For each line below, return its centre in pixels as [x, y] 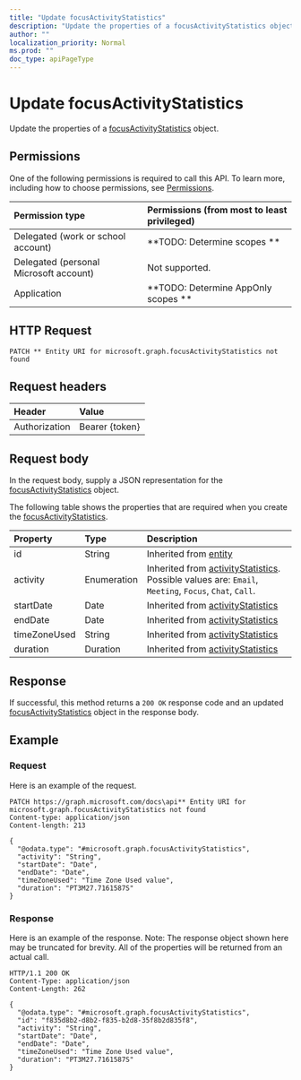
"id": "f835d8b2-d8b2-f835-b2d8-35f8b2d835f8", [108, 1020]
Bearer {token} [110, 427]
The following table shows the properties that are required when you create [149, 507]
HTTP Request [51, 331]
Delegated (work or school [70, 236]
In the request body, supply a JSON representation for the [116, 480]
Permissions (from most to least [217, 210]
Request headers [58, 386]
